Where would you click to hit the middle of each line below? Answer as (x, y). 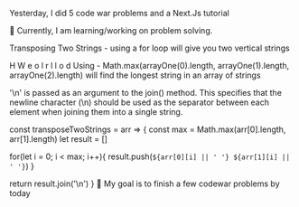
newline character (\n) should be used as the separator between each (139, 102)
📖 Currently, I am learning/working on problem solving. (111, 30)
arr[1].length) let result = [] (59, 139)
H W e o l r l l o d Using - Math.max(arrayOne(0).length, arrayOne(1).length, (149, 66)
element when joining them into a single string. (96, 112)
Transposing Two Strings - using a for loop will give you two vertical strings (150, 48)
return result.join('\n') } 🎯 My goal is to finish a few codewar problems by (145, 183)
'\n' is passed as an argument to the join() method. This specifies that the (146, 93)
